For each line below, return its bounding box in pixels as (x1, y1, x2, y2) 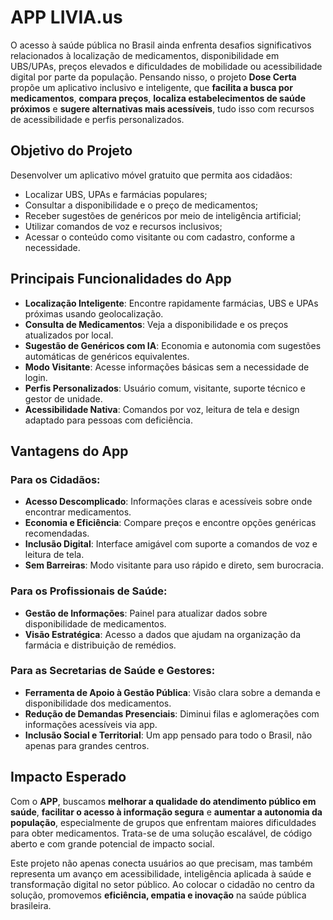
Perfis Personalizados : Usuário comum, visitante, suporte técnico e (24, 382, 307, 394)
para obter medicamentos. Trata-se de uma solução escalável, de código (10, 827, 313, 839)
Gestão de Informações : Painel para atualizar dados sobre (24, 607, 268, 619)
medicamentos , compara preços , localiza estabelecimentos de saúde (10, 92, 306, 104)
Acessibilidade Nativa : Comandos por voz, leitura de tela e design (24, 403, 300, 415)
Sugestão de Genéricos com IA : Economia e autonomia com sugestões (24, 339, 322, 351)
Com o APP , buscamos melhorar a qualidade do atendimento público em (10, 795, 317, 807)
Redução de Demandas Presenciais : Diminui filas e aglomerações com (24, 707, 320, 720)
